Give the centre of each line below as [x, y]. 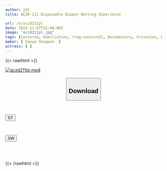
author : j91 [17, 10]
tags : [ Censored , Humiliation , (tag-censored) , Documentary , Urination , [82, 37]
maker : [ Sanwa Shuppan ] [33, 42]
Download [83, 91]
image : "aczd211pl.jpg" [30, 33]
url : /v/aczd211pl [24, 23]
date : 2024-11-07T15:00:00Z [34, 28]
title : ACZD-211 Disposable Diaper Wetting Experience [63, 14]
